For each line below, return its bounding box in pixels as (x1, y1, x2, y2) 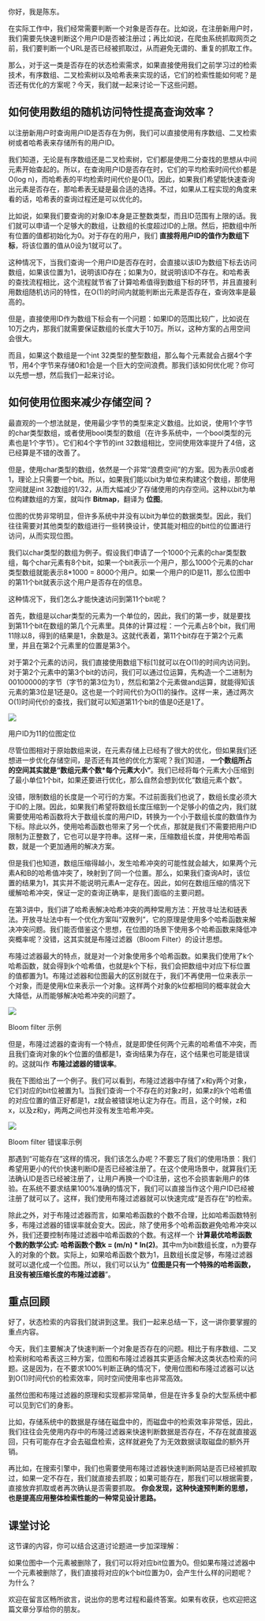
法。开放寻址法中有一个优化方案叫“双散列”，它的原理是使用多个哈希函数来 (8, 915, 250, 924)
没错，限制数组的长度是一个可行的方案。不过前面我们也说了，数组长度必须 (8, 792, 250, 801)
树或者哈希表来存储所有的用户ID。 (8, 138, 119, 147)
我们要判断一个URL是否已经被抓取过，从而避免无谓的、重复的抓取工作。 (21, 44, 257, 53)
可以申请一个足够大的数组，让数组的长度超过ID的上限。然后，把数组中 (21, 221, 250, 230)
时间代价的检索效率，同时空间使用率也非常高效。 (28, 1373, 188, 1383)
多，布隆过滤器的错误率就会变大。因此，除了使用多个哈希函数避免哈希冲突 (8, 1220, 250, 1229)
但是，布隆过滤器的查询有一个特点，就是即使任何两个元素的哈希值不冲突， (8, 1039, 250, 1048)
